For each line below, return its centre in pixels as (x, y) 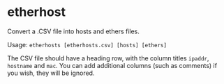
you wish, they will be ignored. (51, 73)
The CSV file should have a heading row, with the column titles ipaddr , (108, 58)
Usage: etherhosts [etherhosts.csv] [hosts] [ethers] (87, 44)
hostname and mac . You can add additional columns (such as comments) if (112, 65)
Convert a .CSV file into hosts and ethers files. (73, 31)
